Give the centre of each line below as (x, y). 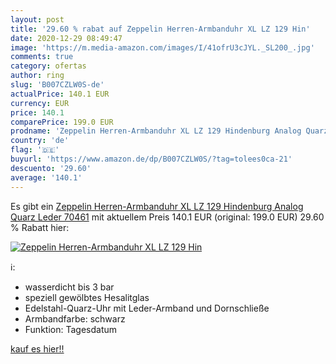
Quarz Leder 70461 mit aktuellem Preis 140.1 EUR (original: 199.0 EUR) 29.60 (167, 217)
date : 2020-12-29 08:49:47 (66, 38)
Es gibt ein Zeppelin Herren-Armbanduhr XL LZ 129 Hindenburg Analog (157, 206)
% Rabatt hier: (40, 227)
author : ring (37, 76)
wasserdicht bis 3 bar (69, 287)
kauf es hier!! (37, 348)
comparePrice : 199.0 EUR (62, 122)
